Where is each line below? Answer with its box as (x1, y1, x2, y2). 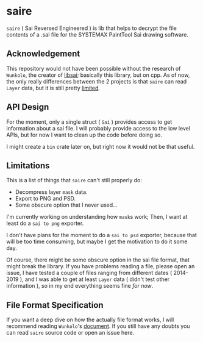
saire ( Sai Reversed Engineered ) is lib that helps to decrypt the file (6, 24, 177, 32)
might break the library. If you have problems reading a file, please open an (6, 263, 195, 270)
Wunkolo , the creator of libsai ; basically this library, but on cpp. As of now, (6, 71, 190, 79)
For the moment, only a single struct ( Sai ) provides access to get (6, 118, 173, 126)
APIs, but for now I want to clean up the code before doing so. (6, 131, 163, 138)
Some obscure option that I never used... (15, 201, 118, 208)
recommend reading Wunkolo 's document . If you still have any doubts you (6, 322, 190, 330)
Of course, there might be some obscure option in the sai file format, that (6, 256, 190, 263)
